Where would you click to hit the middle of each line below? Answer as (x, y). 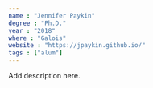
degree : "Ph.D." (37, 23)
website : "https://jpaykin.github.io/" (77, 46)
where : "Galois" (37, 38)
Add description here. (44, 76)
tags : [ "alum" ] (35, 53)
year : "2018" (32, 30)
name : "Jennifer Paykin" (52, 16)
